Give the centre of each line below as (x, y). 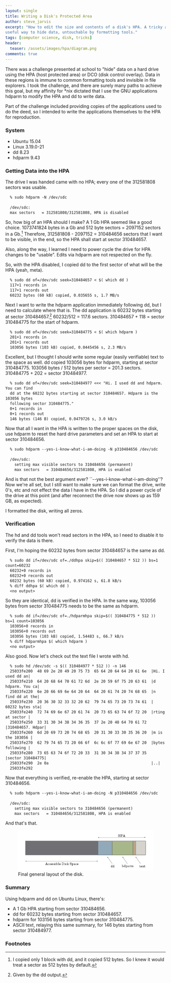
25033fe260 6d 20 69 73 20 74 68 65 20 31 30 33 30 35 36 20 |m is (86, 732)
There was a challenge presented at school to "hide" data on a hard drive (82, 69)
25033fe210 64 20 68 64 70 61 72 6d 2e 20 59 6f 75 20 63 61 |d (83, 681)
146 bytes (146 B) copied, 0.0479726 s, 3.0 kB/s (63, 419)
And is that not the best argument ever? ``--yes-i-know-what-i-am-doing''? (84, 479)
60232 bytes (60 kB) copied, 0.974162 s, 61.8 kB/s (66, 581)
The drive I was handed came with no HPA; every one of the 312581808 (80, 182)
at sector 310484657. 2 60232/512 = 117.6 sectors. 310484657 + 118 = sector (85, 316)
